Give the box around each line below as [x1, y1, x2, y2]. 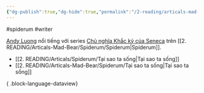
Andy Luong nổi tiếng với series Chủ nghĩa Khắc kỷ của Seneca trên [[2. [6, 37, 187, 44]
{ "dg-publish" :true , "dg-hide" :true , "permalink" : [6, 8, 132, 15]
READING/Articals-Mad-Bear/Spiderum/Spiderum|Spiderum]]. [6, 43, 162, 51]
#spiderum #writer [6, 25, 53, 33]
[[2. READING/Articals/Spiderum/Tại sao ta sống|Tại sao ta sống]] [15, 55, 180, 62]
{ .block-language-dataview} [6, 80, 78, 87]
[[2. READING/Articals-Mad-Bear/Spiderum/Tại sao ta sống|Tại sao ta [15, 62, 189, 69]
